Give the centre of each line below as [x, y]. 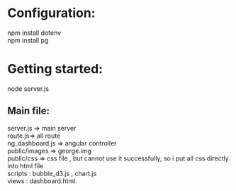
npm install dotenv [34, 33]
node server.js [28, 88]
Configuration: [51, 13]
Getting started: [55, 69]
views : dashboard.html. [43, 181]
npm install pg [28, 40]
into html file [26, 165]
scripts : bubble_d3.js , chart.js [52, 173]
